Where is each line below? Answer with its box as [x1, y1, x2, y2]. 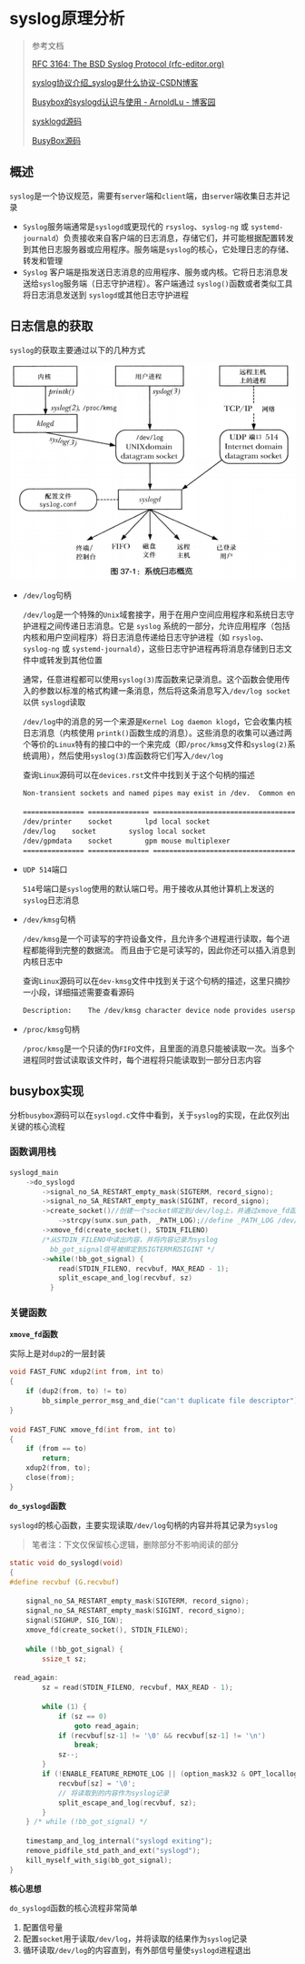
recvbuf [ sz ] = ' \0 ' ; [57, 1778, 136, 1788]
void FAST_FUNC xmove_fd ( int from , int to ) [9, 1425, 177, 1434]
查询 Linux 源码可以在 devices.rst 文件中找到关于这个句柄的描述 [22, 769, 256, 780]
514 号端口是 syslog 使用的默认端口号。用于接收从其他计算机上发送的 [22, 883, 275, 894]
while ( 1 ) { [42, 1702, 88, 1711]
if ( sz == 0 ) [57, 1712, 107, 1721]
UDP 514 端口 [22, 864, 68, 875]
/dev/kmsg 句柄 [22, 914, 76, 925]
